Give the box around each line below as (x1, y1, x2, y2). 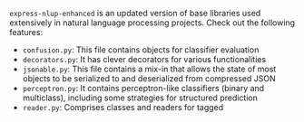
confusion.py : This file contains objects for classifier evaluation (22, 44, 260, 55)
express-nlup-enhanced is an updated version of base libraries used (9, 8, 261, 18)
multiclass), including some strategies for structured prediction (22, 92, 259, 103)
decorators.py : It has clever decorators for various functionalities (22, 54, 267, 64)
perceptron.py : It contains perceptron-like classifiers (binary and (22, 83, 265, 93)
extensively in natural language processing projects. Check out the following (9, 17, 296, 28)
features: (9, 27, 44, 37)
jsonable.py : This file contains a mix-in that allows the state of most (22, 63, 277, 74)
